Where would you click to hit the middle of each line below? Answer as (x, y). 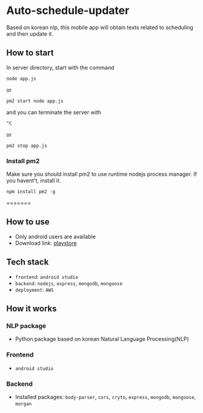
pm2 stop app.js (27, 146)
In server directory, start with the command (60, 67)
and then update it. (30, 33)
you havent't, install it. (34, 181)
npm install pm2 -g (31, 192)
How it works (32, 309)
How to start (30, 53)
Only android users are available (55, 237)
